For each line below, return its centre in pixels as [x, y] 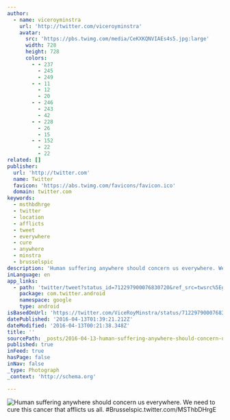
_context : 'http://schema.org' [52, 376]
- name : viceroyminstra [47, 20]
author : [18, 13]
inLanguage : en [29, 275]
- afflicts [29, 223]
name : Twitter [33, 179]
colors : [36, 58]
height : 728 [42, 52]
